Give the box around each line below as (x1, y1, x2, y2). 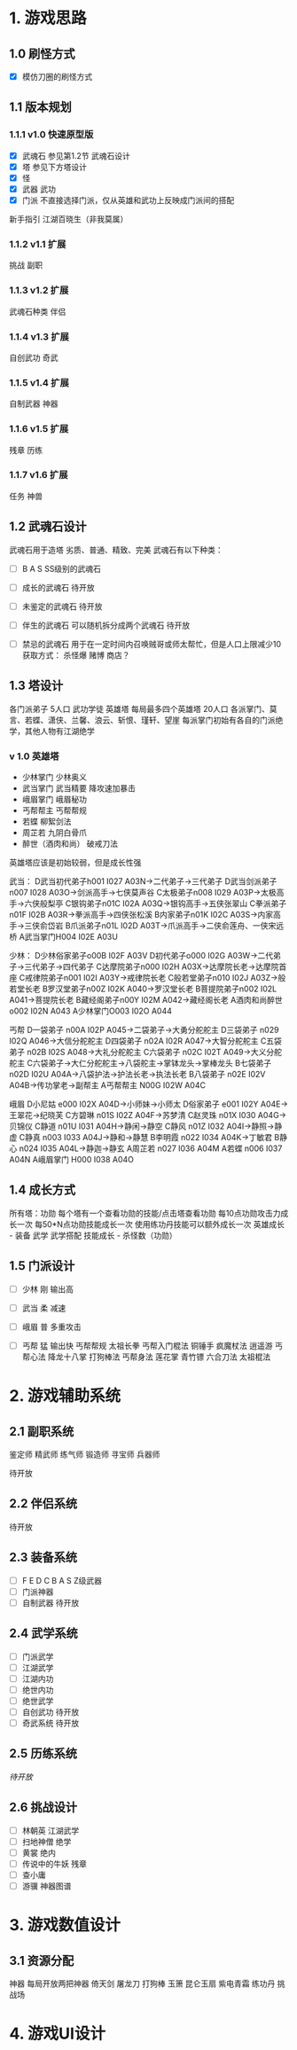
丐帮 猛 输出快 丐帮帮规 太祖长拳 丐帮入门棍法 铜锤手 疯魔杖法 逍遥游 (21, 1340, 273, 1350)
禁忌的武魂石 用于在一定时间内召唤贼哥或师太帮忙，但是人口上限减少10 (21, 638, 282, 649)
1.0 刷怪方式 (9, 46, 75, 61)
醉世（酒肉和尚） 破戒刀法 (21, 839, 118, 849)
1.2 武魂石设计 (9, 520, 87, 535)
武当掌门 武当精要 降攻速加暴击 (21, 783, 136, 794)
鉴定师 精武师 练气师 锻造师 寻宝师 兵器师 (9, 1449, 160, 1459)
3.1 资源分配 (9, 1952, 74, 1968)
